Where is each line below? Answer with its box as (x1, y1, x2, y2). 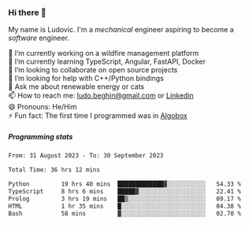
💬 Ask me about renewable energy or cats (8, 82, 145, 91)
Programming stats (8, 131, 73, 141)
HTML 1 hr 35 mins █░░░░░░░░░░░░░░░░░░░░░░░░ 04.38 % (8, 202, 242, 210)
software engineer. (8, 33, 69, 42)
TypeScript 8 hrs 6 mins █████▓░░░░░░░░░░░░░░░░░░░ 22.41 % (8, 187, 242, 195)
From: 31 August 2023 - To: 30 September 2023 (8, 152, 164, 160)
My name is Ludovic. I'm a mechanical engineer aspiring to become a (8, 25, 234, 35)
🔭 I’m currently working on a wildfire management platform (8, 49, 199, 58)
